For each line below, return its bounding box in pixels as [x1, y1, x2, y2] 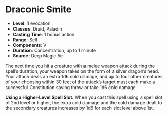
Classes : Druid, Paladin [12, 25, 62, 32]
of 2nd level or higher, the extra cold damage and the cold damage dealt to [5, 99, 162, 105]
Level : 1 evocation [12, 20, 51, 26]
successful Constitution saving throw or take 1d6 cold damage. [5, 84, 137, 90]
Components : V [12, 42, 47, 48]
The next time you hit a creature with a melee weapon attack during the [5, 63, 155, 69]
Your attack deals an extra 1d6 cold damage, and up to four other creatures [5, 73, 163, 79]
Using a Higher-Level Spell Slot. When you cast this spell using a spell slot [5, 94, 163, 100]
